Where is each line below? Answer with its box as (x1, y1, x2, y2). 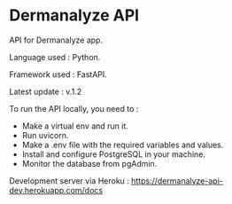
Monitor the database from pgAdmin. (21, 158, 158, 169)
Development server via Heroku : (9, 175, 130, 186)
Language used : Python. (9, 51, 101, 62)
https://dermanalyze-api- (131, 175, 223, 186)
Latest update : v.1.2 (9, 86, 82, 97)
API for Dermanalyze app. (9, 35, 104, 45)
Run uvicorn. (21, 129, 69, 140)
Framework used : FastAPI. (9, 68, 108, 80)
